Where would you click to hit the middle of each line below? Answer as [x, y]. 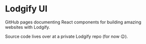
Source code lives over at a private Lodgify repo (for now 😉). [66, 36]
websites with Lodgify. [27, 27]
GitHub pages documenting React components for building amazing [73, 22]
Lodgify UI [26, 9]
